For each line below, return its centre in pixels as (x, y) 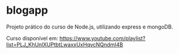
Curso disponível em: (32, 38)
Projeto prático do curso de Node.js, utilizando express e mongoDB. (90, 27)
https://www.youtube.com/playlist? (102, 38)
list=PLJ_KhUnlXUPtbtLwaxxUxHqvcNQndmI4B (65, 45)
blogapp (27, 10)
